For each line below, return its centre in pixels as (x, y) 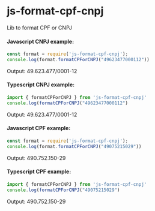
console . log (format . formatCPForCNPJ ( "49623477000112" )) (78, 60)
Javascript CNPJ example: (41, 41)
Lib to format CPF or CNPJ (40, 28)
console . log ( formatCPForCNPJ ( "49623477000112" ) (68, 103)
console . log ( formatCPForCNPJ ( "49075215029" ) (63, 190)
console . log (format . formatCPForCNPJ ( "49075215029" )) (74, 146)
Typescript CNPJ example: (41, 85)
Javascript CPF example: (39, 128)
